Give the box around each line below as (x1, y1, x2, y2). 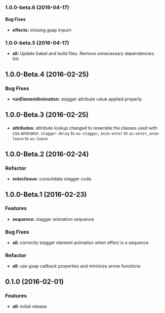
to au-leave (24, 136, 48, 141)
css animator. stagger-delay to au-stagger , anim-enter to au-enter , (12, 130, 148, 137)
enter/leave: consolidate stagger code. (12, 176, 92, 182)
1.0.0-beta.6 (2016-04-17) (5, 4, 69, 11)
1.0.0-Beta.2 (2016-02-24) (5, 150, 89, 158)
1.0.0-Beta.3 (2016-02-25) (5, 110, 89, 119)
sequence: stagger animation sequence (12, 216, 94, 222)
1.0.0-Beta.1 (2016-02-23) (5, 190, 87, 199)
